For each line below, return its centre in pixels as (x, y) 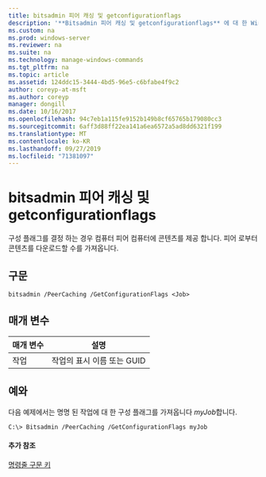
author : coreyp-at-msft (48, 89)
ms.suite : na (30, 52)
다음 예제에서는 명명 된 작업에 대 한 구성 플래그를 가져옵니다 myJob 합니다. (123, 412)
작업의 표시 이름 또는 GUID (98, 360)
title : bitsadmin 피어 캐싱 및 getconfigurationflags (95, 16)
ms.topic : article (39, 75)
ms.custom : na (32, 30)
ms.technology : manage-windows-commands (76, 60)
